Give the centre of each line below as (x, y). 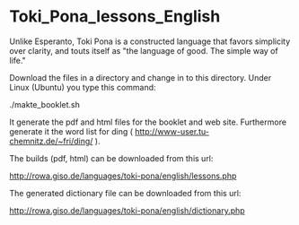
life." (18, 60)
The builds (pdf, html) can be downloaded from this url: (111, 158)
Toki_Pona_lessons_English (115, 17)
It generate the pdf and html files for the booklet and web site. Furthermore (148, 122)
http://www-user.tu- (171, 131)
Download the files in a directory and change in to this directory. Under (141, 77)
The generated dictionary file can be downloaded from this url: (125, 193)
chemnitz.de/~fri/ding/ (51, 141)
